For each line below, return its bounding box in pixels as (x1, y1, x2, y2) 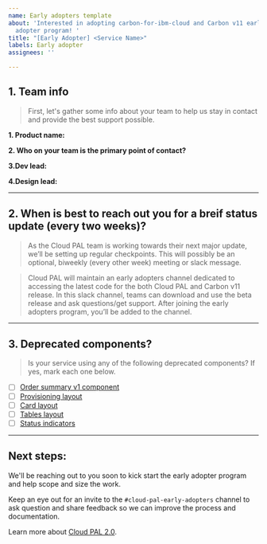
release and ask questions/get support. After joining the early (27, 298, 229, 307)
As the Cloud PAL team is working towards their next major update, (27, 241, 248, 250)
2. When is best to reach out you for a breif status (8, 207, 258, 221)
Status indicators (19, 418, 75, 428)
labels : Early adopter (8, 41, 83, 49)
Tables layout (19, 409, 64, 419)
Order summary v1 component (19, 382, 120, 392)
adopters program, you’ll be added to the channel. (27, 307, 192, 316)
